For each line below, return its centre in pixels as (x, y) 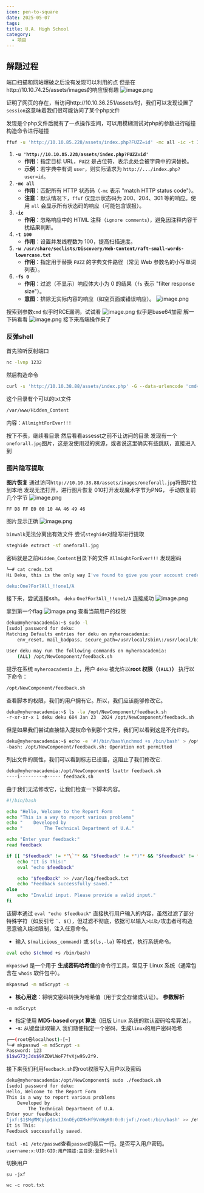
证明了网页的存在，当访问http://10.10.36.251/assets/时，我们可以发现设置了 (100, 102)
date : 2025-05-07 (28, 18)
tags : (13, 23)
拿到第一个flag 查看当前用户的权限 (66, 611)
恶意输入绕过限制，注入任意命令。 (49, 928)
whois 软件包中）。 (40, 973)
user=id (34, 177)
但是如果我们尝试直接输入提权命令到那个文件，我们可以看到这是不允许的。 (99, 730)
